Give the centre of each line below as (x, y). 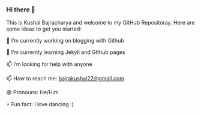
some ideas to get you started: (44, 29)
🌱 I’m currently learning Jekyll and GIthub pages (66, 52)
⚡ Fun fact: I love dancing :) (40, 104)
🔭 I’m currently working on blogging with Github (65, 41)
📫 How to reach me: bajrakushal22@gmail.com (65, 79)
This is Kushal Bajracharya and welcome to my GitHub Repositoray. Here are (100, 23)
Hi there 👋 (21, 10)
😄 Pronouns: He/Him (32, 92)
